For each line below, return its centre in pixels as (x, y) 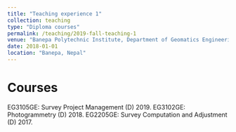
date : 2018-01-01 (33, 46)
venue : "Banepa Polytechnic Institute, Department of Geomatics (103, 40)
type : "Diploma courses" (44, 27)
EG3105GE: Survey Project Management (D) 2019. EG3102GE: (97, 107)
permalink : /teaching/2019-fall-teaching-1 (72, 33)
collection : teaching (39, 20)
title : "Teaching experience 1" (54, 14)
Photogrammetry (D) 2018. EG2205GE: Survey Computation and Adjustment (117, 114)
